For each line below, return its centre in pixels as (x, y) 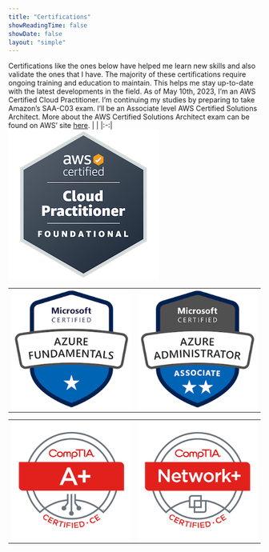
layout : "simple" (37, 42)
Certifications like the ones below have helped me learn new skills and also (132, 66)
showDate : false (35, 34)
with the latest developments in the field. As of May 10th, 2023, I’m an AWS (132, 91)
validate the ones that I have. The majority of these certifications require (127, 74)
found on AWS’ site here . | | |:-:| (61, 126)
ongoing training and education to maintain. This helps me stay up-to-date (131, 83)
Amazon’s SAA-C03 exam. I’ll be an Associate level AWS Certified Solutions (133, 109)
